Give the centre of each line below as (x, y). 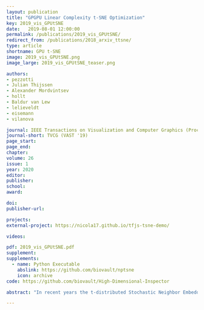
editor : (16, 175)
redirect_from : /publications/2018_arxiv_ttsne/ (69, 40)
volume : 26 (20, 158)
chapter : (17, 153)
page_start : (21, 141)
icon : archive (35, 275)
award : (15, 192)
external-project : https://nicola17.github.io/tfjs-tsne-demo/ (88, 226)
